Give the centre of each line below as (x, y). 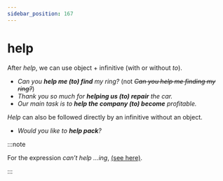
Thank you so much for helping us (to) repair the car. (95, 96)
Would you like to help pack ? (59, 131)
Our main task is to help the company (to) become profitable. (107, 103)
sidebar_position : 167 (40, 14)
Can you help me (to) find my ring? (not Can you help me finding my (116, 81)
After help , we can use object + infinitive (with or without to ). (95, 68)
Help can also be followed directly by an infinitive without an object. (105, 117)
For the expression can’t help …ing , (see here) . (75, 157)
